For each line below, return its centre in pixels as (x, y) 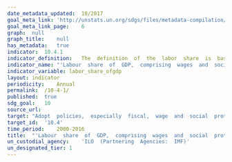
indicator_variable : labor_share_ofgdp (65, 71)
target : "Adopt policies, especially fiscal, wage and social (108, 116)
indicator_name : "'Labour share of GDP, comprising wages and (108, 65)
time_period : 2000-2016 (46, 129)
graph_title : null (38, 39)
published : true (32, 97)
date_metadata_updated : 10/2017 (55, 13)
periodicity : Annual (41, 84)
